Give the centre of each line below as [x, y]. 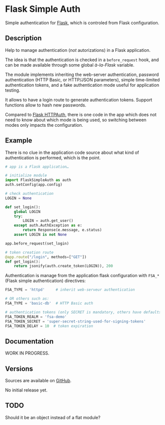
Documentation [29, 341]
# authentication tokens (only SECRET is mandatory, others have [73, 312]
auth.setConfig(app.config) [34, 185]
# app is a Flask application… [37, 167]
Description [23, 38]
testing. [13, 90]
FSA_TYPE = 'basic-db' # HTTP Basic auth [49, 303]
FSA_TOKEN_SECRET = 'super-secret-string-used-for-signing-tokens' [76, 321]
